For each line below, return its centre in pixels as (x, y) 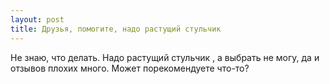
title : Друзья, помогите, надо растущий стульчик (116, 29)
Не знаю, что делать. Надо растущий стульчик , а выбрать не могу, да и (165, 57)
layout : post (37, 19)
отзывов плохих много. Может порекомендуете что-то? (130, 68)
